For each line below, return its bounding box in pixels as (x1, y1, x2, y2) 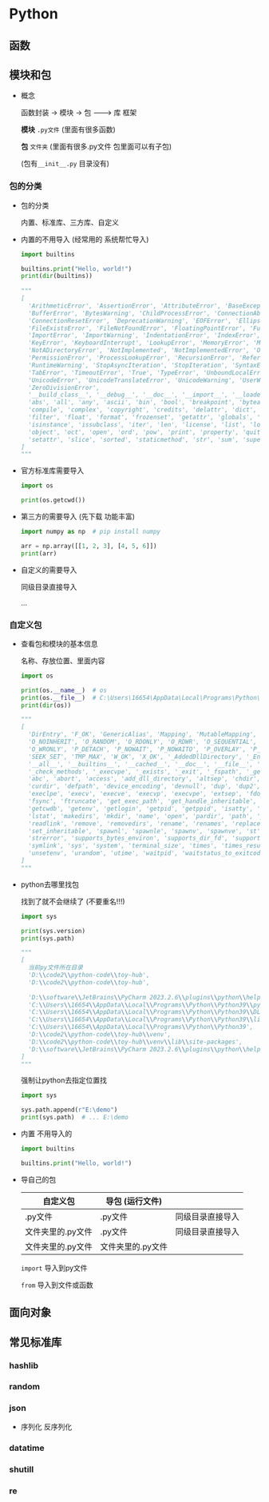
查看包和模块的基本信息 (20, 638, 98, 648)
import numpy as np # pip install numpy (20, 528, 161, 536)
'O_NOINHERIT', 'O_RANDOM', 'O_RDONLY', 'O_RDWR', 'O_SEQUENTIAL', (28, 738, 258, 746)
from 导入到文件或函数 (20, 1280, 94, 1289)
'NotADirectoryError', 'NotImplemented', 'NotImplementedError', (28, 347, 250, 355)
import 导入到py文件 (20, 1263, 88, 1273)
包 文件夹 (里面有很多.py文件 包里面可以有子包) (20, 141, 172, 152)
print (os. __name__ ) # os (20, 686, 107, 694)
